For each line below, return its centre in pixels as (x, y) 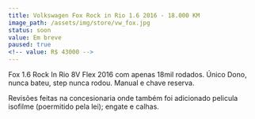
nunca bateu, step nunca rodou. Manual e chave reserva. (101, 83)
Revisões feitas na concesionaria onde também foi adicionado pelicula (123, 98)
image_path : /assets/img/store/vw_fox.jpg (79, 23)
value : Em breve (35, 37)
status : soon (30, 30)
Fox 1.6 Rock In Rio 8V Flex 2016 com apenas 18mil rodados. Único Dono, (127, 74)
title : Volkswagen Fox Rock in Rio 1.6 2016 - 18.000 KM (104, 15)
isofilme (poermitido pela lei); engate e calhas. (84, 106)
